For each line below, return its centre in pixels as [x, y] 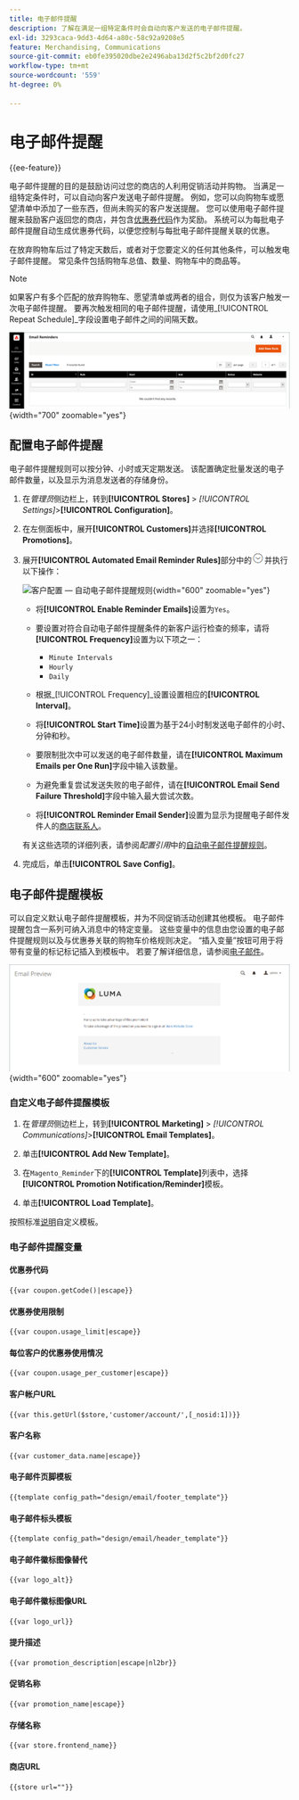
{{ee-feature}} [36, 167]
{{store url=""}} [41, 1787]
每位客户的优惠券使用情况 [56, 1352]
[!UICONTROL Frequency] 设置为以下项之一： [119, 639]
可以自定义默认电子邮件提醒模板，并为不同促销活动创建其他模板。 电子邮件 [147, 918]
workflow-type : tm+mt [49, 66]
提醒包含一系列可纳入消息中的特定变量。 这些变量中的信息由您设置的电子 [143, 929]
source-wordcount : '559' [55, 76]
